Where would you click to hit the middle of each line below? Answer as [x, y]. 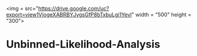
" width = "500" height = [162, 15]
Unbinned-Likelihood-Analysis [83, 45]
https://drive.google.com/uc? [74, 8]
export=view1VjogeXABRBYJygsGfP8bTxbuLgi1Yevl [69, 15]
